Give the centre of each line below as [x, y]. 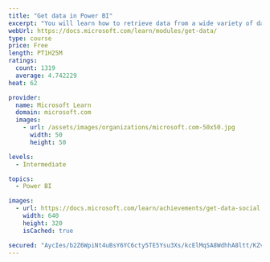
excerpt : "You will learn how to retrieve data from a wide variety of [131, 23]
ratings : [23, 61]
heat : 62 [23, 83]
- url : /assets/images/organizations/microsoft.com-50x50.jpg [129, 128]
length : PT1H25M [35, 53]
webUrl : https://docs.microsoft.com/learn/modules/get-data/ [113, 31]
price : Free [28, 46]
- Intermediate [41, 164]
